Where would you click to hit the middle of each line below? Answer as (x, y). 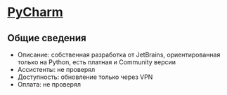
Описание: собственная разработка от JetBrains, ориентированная (119, 54)
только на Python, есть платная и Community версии (97, 62)
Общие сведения (47, 38)
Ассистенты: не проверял (56, 70)
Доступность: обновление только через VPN (85, 77)
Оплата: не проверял (49, 84)
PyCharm (35, 12)
